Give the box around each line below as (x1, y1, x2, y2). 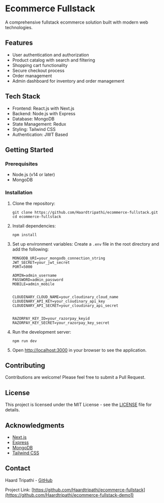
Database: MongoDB (12, 116, 55, 122)
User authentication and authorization (12, 52, 90, 58)
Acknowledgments (5, 421, 65, 430)
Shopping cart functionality (12, 62, 68, 68)
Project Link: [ (5, 487, 33, 493)
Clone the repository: (12, 200, 56, 206)
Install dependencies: (12, 222, 56, 229)
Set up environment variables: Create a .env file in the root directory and (12, 241, 159, 247)
